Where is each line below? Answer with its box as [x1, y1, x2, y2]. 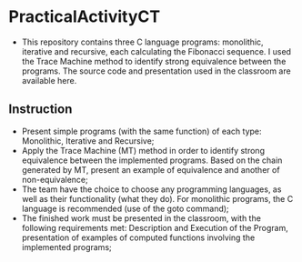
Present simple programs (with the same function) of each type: [21, 126, 262, 136]
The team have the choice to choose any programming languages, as [21, 184, 282, 195]
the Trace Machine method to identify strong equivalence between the [21, 55, 287, 66]
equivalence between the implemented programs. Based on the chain [21, 155, 283, 166]
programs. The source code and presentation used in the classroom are [21, 65, 292, 76]
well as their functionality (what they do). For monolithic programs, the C [21, 193, 294, 204]
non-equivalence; [21, 174, 88, 185]
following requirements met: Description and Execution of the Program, [21, 222, 288, 233]
